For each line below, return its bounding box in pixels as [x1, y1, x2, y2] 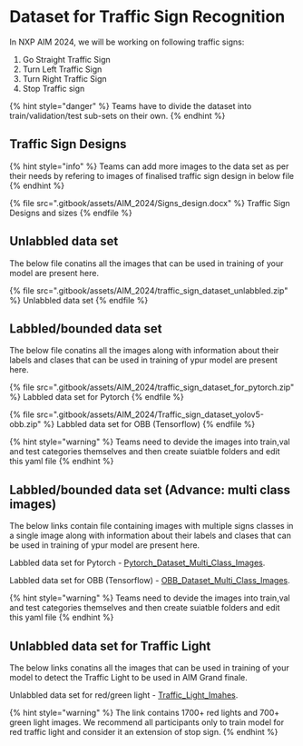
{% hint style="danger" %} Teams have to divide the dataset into [9, 100, 252, 111]
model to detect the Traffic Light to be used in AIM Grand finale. [9, 672, 248, 682]
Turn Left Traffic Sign [22, 64, 103, 75]
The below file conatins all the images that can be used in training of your [9, 257, 284, 269]
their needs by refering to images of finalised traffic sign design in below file [9, 170, 295, 181]
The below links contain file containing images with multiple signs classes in [9, 521, 294, 532]
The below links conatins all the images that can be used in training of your [9, 662, 290, 673]
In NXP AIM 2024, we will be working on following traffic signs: [9, 36, 245, 47]
